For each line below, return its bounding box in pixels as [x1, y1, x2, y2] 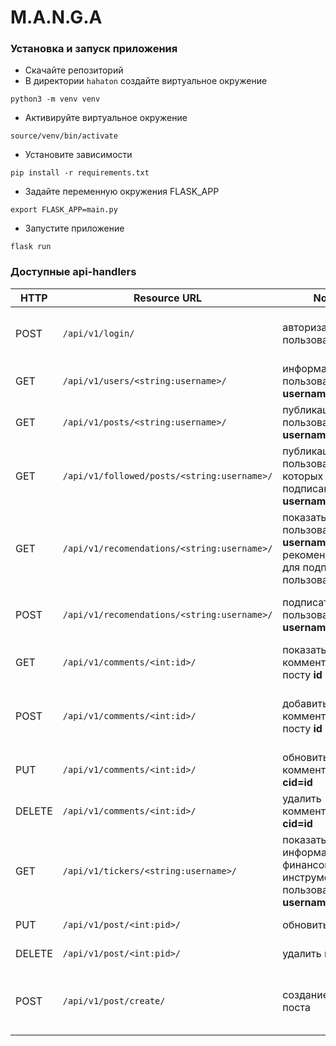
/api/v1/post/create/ [62, 995, 166, 1006]
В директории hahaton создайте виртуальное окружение [24, 75, 268, 87]
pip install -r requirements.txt [10, 168, 150, 178]
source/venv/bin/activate [10, 131, 118, 141]
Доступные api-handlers [10, 265, 137, 279]
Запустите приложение [24, 222, 125, 235]
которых [282, 469, 324, 483]
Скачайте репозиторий [24, 64, 124, 76]
